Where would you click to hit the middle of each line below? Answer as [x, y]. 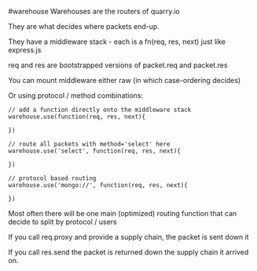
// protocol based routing [52, 179]
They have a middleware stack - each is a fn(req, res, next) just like [117, 42]
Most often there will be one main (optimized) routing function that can [123, 213]
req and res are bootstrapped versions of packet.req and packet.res [118, 65]
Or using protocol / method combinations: [76, 96]
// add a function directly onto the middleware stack [100, 110]
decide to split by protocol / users [62, 222]
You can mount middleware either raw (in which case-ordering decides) [125, 80]
